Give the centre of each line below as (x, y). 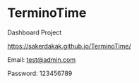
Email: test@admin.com (42, 59)
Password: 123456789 (40, 73)
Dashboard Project (35, 32)
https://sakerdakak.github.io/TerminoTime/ (69, 46)
